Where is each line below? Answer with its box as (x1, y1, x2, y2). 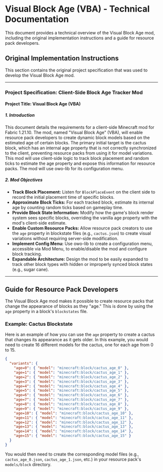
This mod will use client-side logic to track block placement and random (5, 156, 149, 161)
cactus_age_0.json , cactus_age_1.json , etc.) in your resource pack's (5, 456, 142, 462)
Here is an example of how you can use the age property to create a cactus (5, 332, 155, 337)
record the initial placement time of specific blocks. (12, 194, 115, 200)
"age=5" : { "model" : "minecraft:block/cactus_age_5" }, (14, 388, 130, 393)
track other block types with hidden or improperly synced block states (12, 262, 153, 267)
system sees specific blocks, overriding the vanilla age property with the (12, 215, 158, 221)
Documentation (5, 14, 69, 25)
